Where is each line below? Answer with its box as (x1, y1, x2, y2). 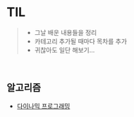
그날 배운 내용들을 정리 (34, 28, 97, 36)
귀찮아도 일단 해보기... (34, 46, 95, 54)
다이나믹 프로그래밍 (16, 102, 71, 110)
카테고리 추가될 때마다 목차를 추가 (34, 36, 128, 46)
